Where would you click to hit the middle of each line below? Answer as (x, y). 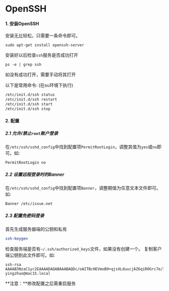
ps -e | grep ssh (23, 65)
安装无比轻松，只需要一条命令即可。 (43, 36)
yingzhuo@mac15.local (28, 274)
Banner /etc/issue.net (29, 204)
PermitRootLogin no (26, 163)
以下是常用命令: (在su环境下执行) (39, 85)
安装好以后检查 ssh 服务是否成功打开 (42, 55)
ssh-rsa (13, 265)
